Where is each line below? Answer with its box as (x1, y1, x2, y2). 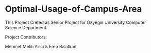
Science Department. (5, 24, 48, 30)
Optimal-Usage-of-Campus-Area (5, 3, 142, 15)
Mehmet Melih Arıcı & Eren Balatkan (5, 43, 77, 49)
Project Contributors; (5, 34, 47, 40)
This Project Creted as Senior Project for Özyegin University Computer (5, 19, 146, 25)
